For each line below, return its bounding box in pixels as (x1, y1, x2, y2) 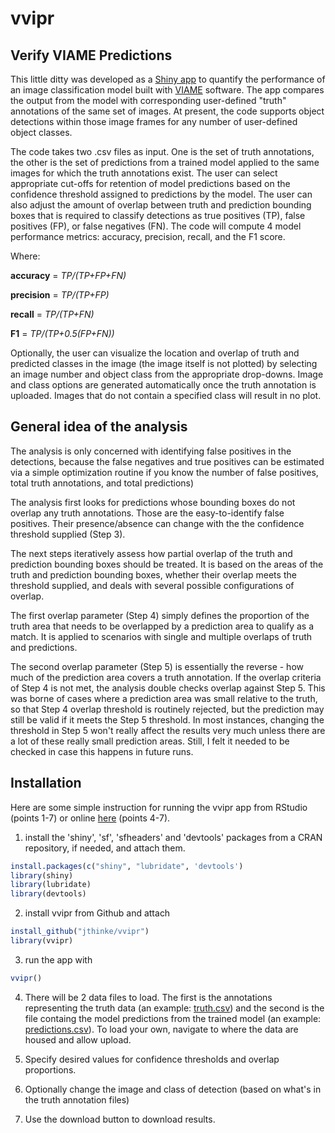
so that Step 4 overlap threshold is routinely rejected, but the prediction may (10, 703, 325, 715)
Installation (10, 775, 82, 792)
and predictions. (10, 641, 78, 653)
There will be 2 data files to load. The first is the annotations (24, 991, 273, 1003)
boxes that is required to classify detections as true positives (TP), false (10, 210, 306, 221)
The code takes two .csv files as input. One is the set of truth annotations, (10, 146, 315, 157)
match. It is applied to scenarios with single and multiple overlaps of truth (10, 630, 313, 642)
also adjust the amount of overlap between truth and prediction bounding (10, 199, 312, 211)
